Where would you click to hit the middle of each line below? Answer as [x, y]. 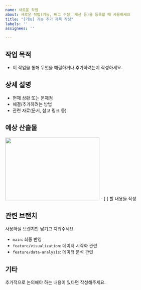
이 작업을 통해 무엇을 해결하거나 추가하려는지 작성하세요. [67, 67]
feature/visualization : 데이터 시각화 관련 [55, 246]
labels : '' [17, 24]
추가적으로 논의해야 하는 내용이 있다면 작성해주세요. [55, 282]
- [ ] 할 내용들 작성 [118, 198]
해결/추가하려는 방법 [32, 104]
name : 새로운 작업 [22, 10]
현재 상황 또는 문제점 [33, 98]
